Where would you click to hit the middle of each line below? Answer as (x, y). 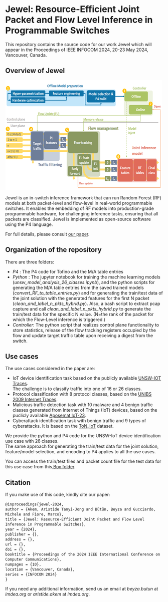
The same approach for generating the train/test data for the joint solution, (82, 446)
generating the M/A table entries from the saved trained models (78, 287)
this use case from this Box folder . (40, 467)
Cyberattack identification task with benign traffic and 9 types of (79, 421)
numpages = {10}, (23, 564)
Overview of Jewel (35, 71)
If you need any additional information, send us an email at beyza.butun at (82, 589)
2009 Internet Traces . (35, 400)
